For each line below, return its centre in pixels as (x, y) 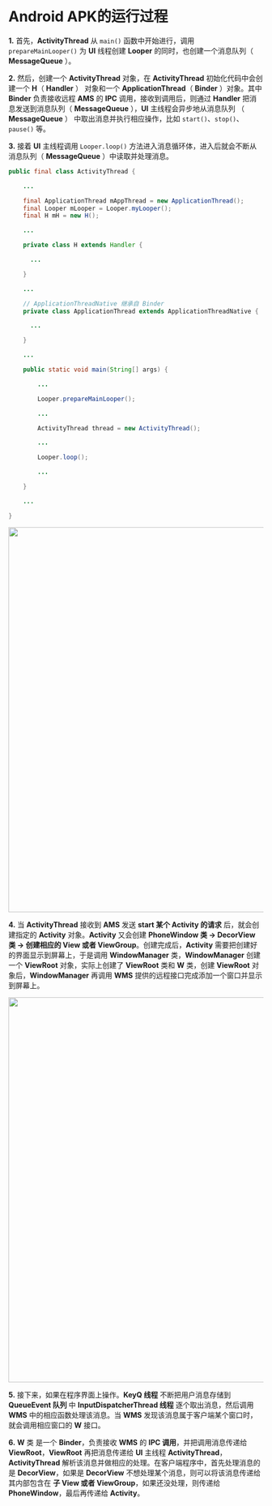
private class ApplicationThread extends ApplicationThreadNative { (141, 311)
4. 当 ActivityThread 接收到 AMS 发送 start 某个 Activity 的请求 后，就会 (130, 924)
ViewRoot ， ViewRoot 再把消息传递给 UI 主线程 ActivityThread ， (117, 1453)
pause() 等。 (30, 128)
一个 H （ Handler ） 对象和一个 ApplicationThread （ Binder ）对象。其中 (138, 88)
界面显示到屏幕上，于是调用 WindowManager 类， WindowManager (130, 955)
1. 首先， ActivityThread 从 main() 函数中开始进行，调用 (102, 41)
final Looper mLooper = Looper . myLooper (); (98, 208)
